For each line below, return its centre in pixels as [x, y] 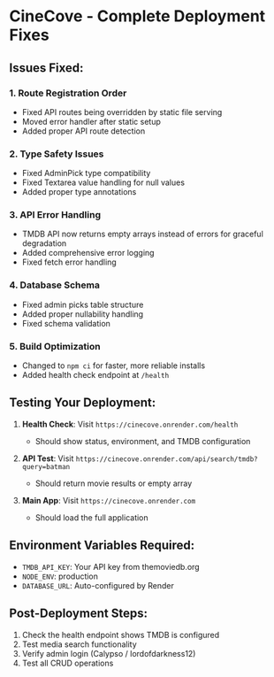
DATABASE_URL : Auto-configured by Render [98, 585]
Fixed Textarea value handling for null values [103, 182]
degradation [44, 243]
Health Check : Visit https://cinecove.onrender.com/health [130, 424]
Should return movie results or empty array [114, 483]
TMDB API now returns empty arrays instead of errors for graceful [142, 234]
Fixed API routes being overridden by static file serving [122, 112]
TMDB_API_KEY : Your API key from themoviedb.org [111, 566]
